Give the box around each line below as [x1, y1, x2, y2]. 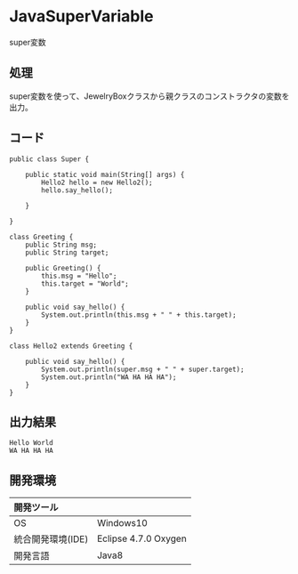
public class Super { [9, 154, 90, 164]
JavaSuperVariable [9, 6, 154, 27]
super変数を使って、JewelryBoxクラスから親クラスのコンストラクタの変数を [9, 91, 290, 101]
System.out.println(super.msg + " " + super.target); [41, 365, 245, 374]
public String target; [25, 247, 109, 257]
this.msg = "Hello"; [41, 271, 117, 280]
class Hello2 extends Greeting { [9, 341, 133, 351]
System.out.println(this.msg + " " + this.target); [41, 310, 238, 319]
